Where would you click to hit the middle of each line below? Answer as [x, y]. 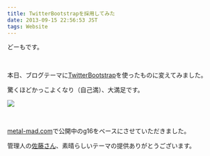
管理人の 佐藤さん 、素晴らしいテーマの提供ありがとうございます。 [102, 146]
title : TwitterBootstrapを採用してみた [61, 14]
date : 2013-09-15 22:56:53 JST [52, 20]
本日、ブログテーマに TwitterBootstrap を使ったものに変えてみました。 [107, 75]
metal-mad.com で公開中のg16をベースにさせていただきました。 [99, 131]
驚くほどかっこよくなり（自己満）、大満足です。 [75, 90]
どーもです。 [25, 47]
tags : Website [28, 26]
